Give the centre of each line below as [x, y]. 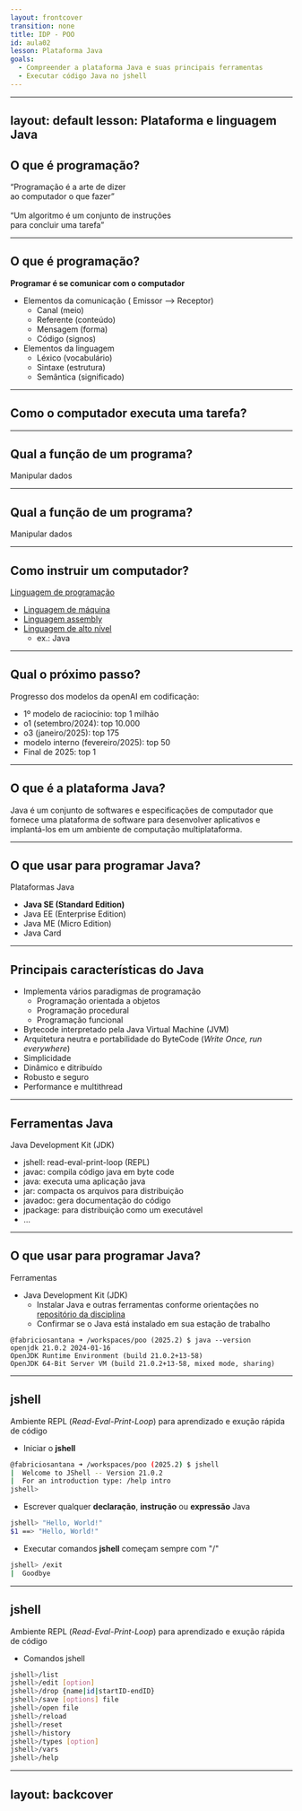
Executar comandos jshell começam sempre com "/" [121, 1548]
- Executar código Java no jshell [82, 76]
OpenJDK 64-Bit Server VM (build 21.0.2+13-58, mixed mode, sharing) [143, 1363]
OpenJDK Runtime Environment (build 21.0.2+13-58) [107, 1355]
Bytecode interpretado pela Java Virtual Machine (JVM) [126, 1030]
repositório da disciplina [81, 1314]
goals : [22, 59]
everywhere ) [47, 1049]
